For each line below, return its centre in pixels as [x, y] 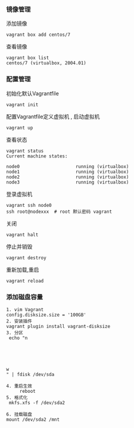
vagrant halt [22, 235]
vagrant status [25, 151]
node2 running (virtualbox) [68, 177]
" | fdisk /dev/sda [30, 374]
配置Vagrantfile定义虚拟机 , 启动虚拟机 [53, 116]
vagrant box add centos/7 [38, 35]
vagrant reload [25, 281]
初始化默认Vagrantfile [33, 93]
